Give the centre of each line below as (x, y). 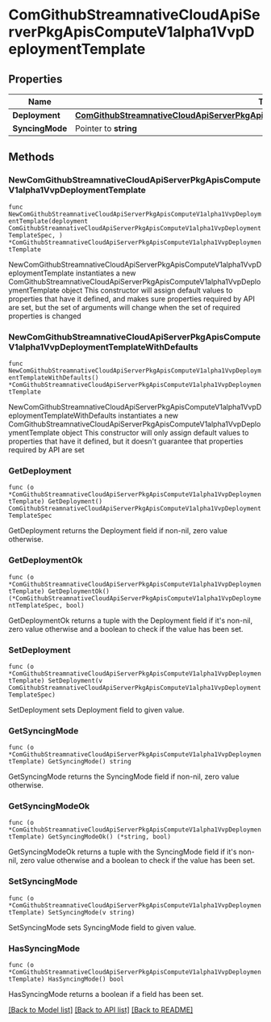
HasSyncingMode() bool (86, 979)
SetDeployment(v (75, 680)
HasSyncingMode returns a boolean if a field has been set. (106, 995)
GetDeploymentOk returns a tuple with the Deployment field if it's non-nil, (131, 620)
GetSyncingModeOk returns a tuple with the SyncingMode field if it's (123, 852)
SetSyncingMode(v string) (92, 912)
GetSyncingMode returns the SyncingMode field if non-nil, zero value (124, 776)
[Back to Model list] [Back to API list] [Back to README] (101, 1010)
